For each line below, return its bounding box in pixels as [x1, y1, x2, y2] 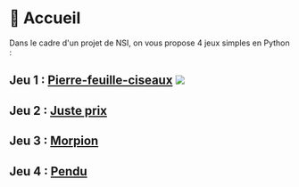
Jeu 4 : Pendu [9, 164, 87, 179]
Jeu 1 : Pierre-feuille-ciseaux [9, 73, 173, 88]
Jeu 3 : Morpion [9, 134, 99, 149]
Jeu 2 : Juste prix [9, 102, 107, 118]
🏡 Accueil [9, 8, 81, 28]
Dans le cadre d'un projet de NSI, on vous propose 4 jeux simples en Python [9, 37, 290, 48]
